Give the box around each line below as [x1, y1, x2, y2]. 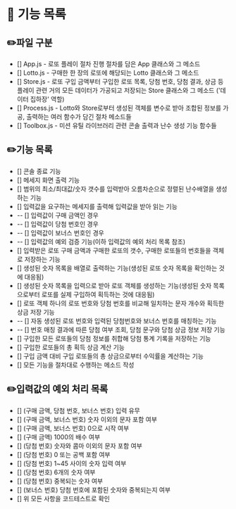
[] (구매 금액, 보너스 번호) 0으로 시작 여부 [16, 424, 130, 432]
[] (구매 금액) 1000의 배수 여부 [16, 432, 101, 441]
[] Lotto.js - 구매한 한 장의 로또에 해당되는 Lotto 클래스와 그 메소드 [16, 68, 199, 77]
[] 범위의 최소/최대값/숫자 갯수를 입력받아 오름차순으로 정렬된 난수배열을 [16, 184, 214, 193]
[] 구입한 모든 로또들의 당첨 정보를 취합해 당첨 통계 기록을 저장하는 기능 [16, 334, 211, 342]
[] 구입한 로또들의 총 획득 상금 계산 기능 [16, 343, 125, 351]
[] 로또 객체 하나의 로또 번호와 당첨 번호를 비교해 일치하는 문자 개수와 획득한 [16, 299, 225, 307]
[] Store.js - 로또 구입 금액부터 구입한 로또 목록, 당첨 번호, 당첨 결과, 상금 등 [16, 77, 224, 85]
